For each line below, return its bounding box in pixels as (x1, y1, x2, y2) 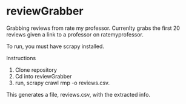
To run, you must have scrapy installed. (6, 43, 105, 50)
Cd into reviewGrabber (15, 72, 72, 80)
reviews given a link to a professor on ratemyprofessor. (6, 30, 144, 38)
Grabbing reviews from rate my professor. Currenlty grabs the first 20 (6, 24, 181, 32)
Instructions (6, 54, 36, 61)
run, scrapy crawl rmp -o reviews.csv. (15, 79, 110, 86)
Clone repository (15, 66, 58, 74)
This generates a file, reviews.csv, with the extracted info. (6, 91, 150, 98)
